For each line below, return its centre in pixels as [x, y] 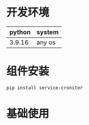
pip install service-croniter [45, 88]
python [20, 32]
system [48, 32]
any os [46, 42]
